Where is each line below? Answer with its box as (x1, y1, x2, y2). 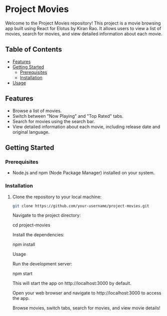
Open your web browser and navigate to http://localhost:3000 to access (12, 290, 161, 296)
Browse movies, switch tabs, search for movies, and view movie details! (12, 305, 161, 311)
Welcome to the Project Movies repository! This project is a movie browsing (5, 20, 161, 26)
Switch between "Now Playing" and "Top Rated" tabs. (12, 113, 123, 119)
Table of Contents (5, 45, 62, 54)
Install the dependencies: (12, 232, 65, 238)
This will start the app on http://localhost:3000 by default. (12, 280, 131, 286)
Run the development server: (12, 261, 72, 267)
